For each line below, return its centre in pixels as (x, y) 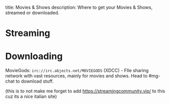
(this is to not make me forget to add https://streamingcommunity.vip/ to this (85, 91)
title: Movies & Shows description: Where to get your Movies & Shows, (79, 7)
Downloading (34, 57)
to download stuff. (35, 81)
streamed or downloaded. (32, 13)
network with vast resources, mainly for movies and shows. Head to (76, 76)
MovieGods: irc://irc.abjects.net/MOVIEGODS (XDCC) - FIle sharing (77, 71)
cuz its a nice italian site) (31, 96)
